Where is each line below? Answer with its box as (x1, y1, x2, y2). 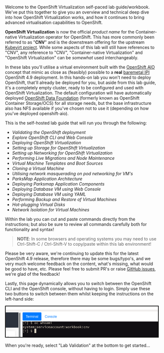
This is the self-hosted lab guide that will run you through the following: (5, 120, 147, 126)
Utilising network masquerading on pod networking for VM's (12, 171, 133, 176)
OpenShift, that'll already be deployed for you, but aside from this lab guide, (5, 80, 156, 85)
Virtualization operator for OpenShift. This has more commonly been (18, 34, 155, 40)
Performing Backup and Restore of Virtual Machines (12, 197, 117, 202)
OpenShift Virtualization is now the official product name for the (5, 29, 134, 34)
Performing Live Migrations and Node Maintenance (12, 155, 115, 161)
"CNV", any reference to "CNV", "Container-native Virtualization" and (5, 50, 143, 55)
